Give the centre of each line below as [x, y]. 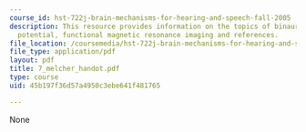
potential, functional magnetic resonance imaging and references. [148, 35]
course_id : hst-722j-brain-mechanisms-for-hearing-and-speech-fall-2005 [150, 18]
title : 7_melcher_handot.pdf [65, 69]
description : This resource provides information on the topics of [140, 26]
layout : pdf [32, 60]
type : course [34, 77]
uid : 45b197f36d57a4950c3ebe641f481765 [85, 86]
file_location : [38, 43]
